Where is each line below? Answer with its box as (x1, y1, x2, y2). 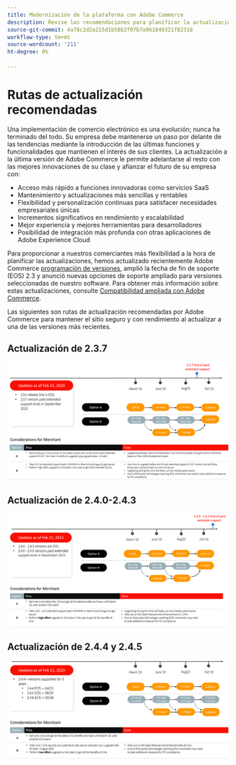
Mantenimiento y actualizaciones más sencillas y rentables (17, 190, 188, 199)
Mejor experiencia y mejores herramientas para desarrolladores (17, 220, 202, 229)
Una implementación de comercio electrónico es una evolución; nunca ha (7, 125, 220, 133)
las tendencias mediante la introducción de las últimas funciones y (7, 140, 200, 148)
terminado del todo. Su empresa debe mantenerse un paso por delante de (7, 132, 222, 140)
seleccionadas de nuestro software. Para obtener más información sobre (7, 279, 218, 287)
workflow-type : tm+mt (7, 34, 71, 41)
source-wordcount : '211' (7, 41, 80, 48)
